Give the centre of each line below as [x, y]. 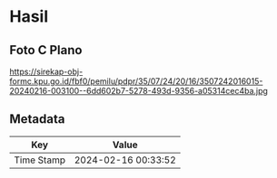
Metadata [37, 119]
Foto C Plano [46, 50]
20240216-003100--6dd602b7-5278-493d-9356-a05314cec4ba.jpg [138, 91]
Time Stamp [40, 160]
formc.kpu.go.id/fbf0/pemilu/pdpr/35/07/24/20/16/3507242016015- [136, 81]
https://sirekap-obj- [46, 71]
